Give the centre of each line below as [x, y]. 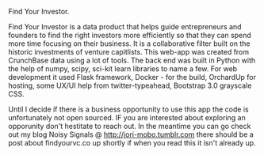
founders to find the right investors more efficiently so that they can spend [130, 35]
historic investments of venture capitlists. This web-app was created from [129, 52]
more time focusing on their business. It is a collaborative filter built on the [129, 43]
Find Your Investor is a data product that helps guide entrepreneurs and [125, 26]
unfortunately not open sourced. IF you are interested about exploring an [127, 117]
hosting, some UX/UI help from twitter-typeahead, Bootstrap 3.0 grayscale [130, 85]
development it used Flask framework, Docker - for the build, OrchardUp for [132, 77]
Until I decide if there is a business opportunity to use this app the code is [128, 109]
